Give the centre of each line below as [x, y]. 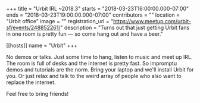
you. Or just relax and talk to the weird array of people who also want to [94, 76]
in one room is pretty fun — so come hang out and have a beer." [85, 34]
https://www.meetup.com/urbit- [152, 21]
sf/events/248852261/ [33, 27]
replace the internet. [31, 82]
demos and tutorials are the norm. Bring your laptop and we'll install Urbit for [100, 70]
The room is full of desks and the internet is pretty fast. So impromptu [92, 63]
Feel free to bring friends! [37, 94]
